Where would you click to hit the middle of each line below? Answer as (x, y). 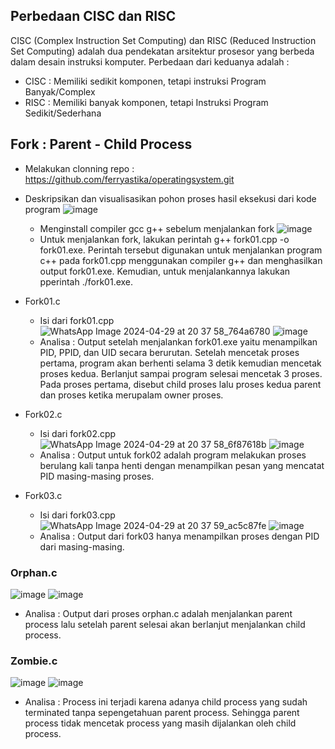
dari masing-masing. (82, 546)
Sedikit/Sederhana (63, 113)
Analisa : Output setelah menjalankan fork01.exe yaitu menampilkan (178, 341)
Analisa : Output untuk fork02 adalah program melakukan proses (173, 455)
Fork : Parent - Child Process (101, 144)
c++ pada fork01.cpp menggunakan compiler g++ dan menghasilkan (181, 260)
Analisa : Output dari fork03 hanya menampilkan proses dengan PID (179, 536)
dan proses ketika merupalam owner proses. (131, 395)
